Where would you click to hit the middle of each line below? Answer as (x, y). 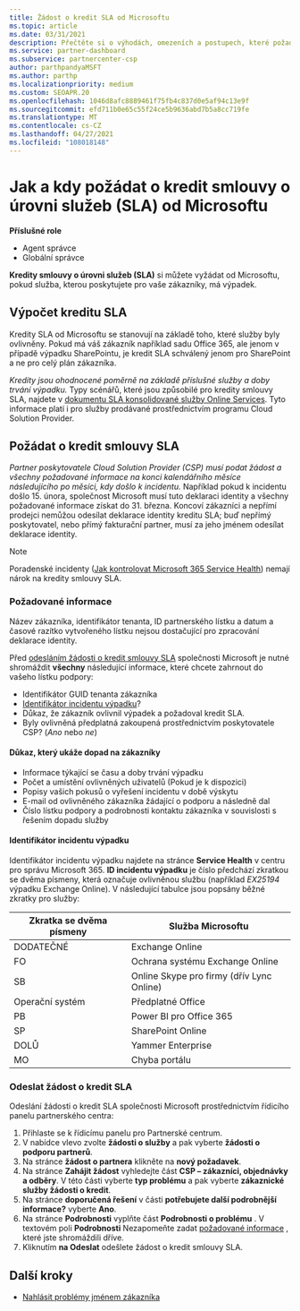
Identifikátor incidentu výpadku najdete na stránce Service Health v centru (147, 861)
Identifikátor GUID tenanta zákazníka (90, 694)
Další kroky (41, 1276)
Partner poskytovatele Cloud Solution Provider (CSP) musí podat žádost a (146, 467)
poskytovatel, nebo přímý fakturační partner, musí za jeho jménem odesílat (146, 525)
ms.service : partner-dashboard (67, 51)
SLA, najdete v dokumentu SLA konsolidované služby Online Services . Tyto (147, 398)
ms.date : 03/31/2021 (48, 34)
